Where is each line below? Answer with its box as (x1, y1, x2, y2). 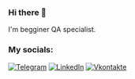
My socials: (8, 45, 54, 56)
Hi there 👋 (8, 7, 47, 18)
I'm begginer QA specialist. (8, 25, 96, 34)
